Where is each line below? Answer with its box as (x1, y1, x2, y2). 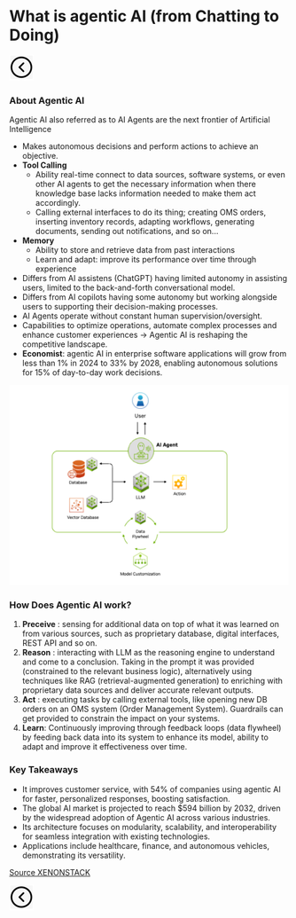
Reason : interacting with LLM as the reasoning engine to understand (21, 647, 276, 658)
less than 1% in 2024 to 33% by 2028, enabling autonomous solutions (21, 357, 278, 369)
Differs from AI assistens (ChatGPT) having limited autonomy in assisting (21, 273, 288, 284)
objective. (21, 151, 59, 161)
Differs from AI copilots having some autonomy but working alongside (21, 292, 277, 302)
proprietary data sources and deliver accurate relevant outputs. (21, 685, 254, 695)
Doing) (9, 25, 60, 45)
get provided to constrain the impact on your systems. (21, 713, 221, 724)
